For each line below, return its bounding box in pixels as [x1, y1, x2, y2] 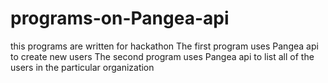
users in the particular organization [10, 61, 155, 73]
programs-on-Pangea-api [10, 7, 230, 30]
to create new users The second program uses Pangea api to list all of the [10, 50, 315, 62]
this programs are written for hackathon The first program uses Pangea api [10, 40, 319, 52]
